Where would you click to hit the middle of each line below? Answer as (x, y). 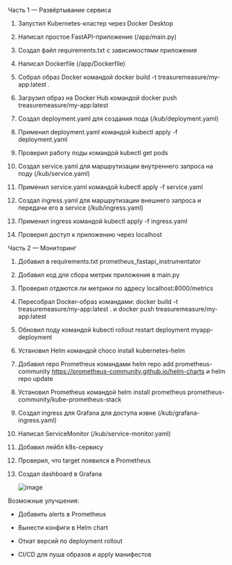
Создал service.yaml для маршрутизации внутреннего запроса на (115, 166)
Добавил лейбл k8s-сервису (60, 447)
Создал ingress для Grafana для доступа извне (87, 413)
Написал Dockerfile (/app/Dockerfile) (71, 64)
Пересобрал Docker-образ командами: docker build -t (98, 302)
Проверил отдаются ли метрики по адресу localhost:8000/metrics (116, 288)
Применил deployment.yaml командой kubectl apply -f (98, 132)
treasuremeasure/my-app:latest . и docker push (86, 309)
